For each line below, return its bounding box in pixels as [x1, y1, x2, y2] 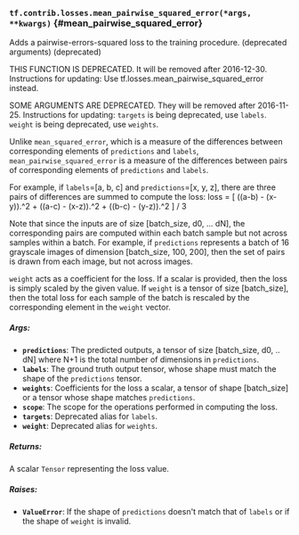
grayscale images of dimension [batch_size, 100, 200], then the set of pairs [9, 247, 286, 258]
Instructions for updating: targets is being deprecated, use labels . [22, 110, 267, 120]
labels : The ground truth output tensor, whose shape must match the [21, 364, 277, 374]
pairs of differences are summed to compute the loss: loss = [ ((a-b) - [9, 192, 264, 202]
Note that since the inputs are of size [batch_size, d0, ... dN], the [9, 218, 246, 229]
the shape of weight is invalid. [21, 516, 132, 527]
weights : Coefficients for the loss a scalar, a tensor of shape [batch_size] [21, 383, 289, 393]
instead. [9, 83, 39, 94]
